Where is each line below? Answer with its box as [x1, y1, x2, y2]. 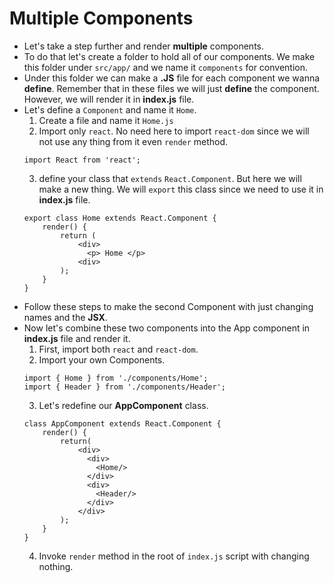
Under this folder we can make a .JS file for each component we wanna [23, 72, 321, 84]
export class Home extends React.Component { [23, 213, 217, 223]
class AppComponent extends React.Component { [23, 418, 222, 429]
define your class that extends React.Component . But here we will [38, 172, 302, 184]
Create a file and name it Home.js [38, 114, 174, 126]
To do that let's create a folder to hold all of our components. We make [23, 50, 316, 62]
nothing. [38, 560, 74, 572]
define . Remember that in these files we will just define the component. [23, 82, 320, 94]
